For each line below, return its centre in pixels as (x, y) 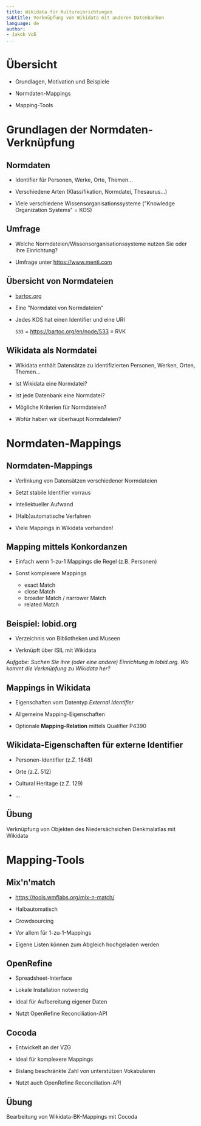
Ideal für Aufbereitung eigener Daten (61, 1002)
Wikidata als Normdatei (52, 351)
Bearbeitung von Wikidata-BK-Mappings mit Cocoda (72, 1117)
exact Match (40, 585)
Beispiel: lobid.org (42, 624)
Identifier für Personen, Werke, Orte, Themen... (74, 180)
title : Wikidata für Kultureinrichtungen (60, 12)
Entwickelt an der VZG (43, 1047)
